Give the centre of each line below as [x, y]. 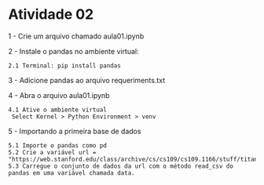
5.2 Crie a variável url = [52, 152]
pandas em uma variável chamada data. [71, 173]
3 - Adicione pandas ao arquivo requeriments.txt [87, 80]
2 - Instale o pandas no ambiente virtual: [73, 51]
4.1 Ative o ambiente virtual [58, 110]
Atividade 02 [51, 15]
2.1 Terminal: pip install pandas [65, 65]
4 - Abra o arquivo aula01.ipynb [59, 95]
